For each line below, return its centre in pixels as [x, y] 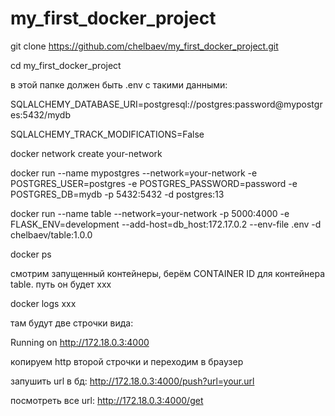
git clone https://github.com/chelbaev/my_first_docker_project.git [144, 46]
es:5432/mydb [40, 114]
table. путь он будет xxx [61, 284]
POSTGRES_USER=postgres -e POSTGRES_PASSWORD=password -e [154, 183]
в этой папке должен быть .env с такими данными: [119, 84]
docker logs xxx [43, 303]
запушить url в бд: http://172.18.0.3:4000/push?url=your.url [132, 381]
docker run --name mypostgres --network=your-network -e [134, 173]
